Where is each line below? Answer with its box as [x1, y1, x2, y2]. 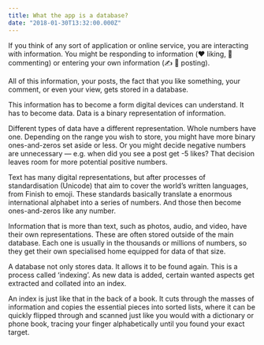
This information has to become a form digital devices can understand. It [8, 99, 244, 109]
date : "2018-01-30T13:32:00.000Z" [8, 19, 122, 27]
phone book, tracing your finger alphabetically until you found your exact [8, 319, 245, 328]
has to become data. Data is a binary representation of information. [8, 108, 226, 118]
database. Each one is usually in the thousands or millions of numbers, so [8, 238, 247, 247]
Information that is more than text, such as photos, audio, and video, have [8, 221, 247, 231]
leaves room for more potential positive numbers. [8, 157, 168, 167]
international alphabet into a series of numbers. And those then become [8, 197, 242, 207]
